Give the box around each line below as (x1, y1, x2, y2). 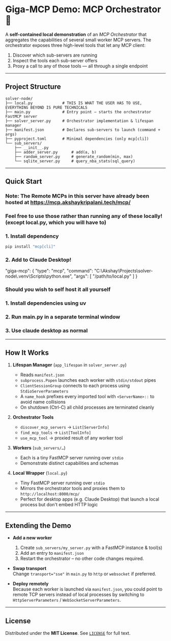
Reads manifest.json (20, 372, 65, 378)
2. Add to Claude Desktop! (5, 256, 72, 263)
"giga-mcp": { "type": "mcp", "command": (5, 268, 93, 274)
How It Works (5, 348, 49, 357)
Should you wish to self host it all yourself (5, 286, 111, 293)
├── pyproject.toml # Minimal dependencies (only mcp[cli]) (5, 136, 149, 141)
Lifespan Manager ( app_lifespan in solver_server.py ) (12, 362, 127, 368)
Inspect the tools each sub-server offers (12, 57, 98, 63)
